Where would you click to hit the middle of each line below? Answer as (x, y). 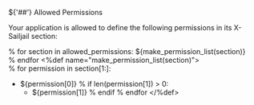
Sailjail (19, 36)
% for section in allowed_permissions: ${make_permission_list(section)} (127, 51)
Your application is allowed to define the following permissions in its (120, 27)
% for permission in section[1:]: (60, 68)
